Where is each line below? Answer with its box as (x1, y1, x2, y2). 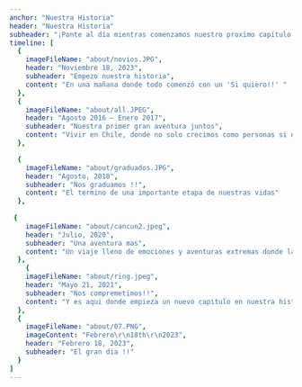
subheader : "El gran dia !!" (25, 347, 135, 356)
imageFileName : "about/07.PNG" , (25, 322, 147, 331)
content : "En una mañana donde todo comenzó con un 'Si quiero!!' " (25, 80, 288, 89)
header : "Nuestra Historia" (9, 22, 115, 31)
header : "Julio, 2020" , (25, 230, 115, 239)
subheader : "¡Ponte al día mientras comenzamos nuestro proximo (9, 30, 255, 39)
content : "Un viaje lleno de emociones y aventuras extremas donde (25, 247, 283, 256)
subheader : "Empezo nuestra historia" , (25, 72, 175, 81)
